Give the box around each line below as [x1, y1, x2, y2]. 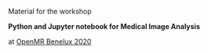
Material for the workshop [8, 7, 92, 16]
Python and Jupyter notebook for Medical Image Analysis [8, 22, 200, 31]
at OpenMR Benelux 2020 [8, 37, 92, 46]
